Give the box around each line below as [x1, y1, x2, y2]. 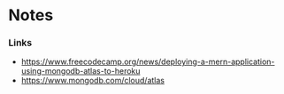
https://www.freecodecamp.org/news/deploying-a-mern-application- [20, 56, 275, 67]
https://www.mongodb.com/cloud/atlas [20, 76, 165, 86]
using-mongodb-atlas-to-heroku [20, 66, 141, 76]
